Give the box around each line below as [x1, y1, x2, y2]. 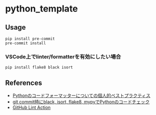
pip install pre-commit [5, 36, 55, 41]
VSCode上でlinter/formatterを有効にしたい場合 [5, 53, 121, 60]
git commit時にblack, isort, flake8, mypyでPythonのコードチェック [12, 99, 150, 105]
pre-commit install [5, 41, 46, 46]
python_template [5, 3, 78, 15]
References [5, 78, 42, 87]
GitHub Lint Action [12, 104, 51, 110]
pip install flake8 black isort [5, 65, 73, 70]
